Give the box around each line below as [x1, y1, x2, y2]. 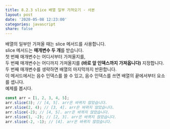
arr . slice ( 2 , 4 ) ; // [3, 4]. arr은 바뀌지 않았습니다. [5, 105, 115, 110]
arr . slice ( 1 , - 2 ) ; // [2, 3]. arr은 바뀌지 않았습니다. [5, 114, 117, 119]
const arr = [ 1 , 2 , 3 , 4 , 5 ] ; [5, 95, 70, 101]
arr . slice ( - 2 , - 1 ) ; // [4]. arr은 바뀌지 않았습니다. [5, 119, 112, 124]
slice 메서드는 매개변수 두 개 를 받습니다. [5, 47, 84, 53]
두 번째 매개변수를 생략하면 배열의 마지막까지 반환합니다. [5, 67, 117, 73]
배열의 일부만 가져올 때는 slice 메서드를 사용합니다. [5, 41, 106, 47]
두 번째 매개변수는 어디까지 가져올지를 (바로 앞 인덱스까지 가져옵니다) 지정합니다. [5, 60, 164, 66]
